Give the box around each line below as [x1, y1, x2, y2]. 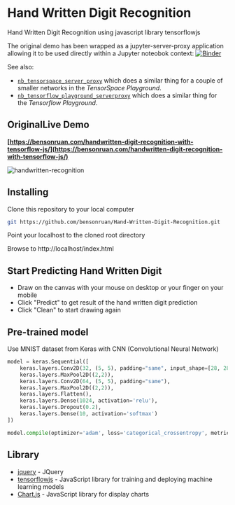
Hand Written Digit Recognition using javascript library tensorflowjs [7, 28, 201, 36]
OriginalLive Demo [7, 119, 90, 131]
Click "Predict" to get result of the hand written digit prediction [17, 298, 198, 307]
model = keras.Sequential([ [7, 359, 90, 366]
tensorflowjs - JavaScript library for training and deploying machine [17, 475, 213, 483]
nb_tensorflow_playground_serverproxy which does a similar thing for [17, 91, 218, 99]
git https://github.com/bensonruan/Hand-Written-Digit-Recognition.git [7, 219, 220, 226]
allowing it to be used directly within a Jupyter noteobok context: [7, 49, 194, 57]
